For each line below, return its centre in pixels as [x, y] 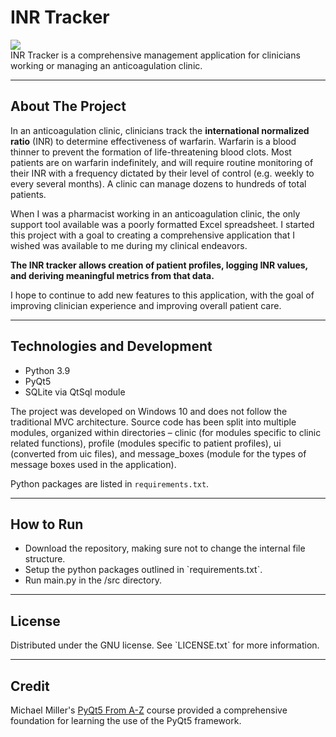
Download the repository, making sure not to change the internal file [165, 548]
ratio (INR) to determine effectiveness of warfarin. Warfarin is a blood [153, 141]
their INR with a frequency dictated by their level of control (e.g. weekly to [162, 173]
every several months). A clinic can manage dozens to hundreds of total [158, 183]
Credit [30, 686]
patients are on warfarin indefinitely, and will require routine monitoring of [162, 162]
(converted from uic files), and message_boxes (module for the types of [158, 453]
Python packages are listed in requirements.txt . [110, 483]
